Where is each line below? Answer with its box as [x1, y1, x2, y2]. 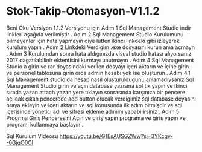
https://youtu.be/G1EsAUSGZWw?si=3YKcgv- [59, 132, 173, 140]
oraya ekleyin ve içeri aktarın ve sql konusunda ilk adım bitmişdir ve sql [6, 101, 183, 108]
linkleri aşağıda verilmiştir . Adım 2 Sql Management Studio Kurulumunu [6, 30, 184, 38]
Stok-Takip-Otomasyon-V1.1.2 [6, 4, 160, 18]
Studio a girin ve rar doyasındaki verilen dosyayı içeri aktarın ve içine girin [6, 62, 189, 70]
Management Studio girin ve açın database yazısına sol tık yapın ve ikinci [6, 82, 188, 89]
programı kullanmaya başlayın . [6, 121, 84, 128]
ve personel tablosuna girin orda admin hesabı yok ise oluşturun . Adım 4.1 [6, 69, 191, 76]
